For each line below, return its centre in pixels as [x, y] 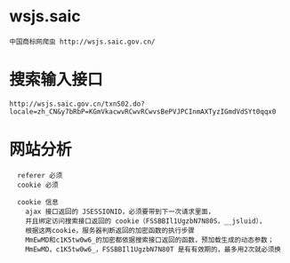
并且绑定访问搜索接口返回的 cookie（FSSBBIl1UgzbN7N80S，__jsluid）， [146, 221]
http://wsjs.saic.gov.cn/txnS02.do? [77, 104]
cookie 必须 [38, 185]
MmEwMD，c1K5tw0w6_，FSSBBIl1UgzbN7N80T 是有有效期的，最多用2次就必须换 [153, 249]
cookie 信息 [38, 202]
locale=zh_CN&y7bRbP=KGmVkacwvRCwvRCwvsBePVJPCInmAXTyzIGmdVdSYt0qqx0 [143, 112]
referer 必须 [40, 175]
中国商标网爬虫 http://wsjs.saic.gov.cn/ [82, 42]
